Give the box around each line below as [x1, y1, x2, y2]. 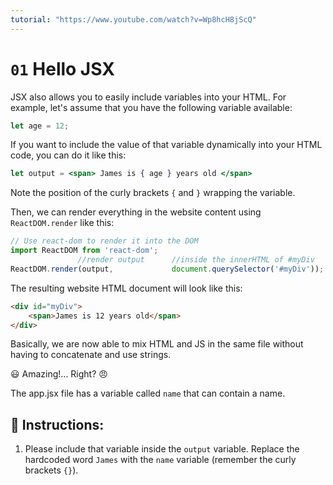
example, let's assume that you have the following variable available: [10, 101, 293, 113]
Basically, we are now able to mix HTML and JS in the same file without [10, 338, 304, 350]
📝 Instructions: [10, 416, 105, 433]
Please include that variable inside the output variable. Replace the [24, 443, 300, 455]
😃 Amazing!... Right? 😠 [10, 368, 108, 380]
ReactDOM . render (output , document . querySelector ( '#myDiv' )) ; [10, 264, 325, 274]
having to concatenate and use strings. [10, 349, 172, 361]
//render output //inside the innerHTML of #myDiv [77, 255, 315, 265]
